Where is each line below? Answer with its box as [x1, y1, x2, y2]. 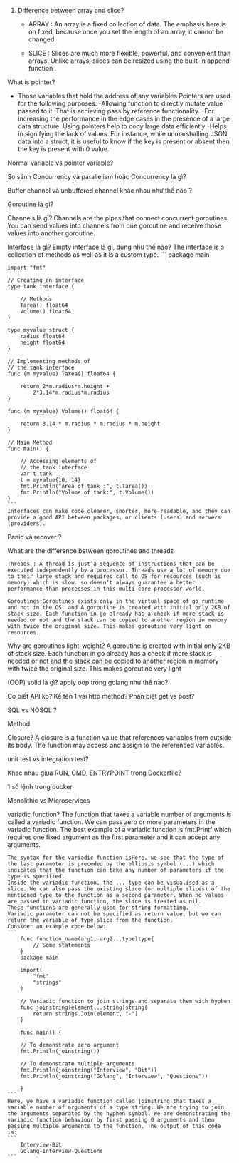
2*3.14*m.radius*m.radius [33, 389, 110, 396]
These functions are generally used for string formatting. [7, 904, 190, 911]
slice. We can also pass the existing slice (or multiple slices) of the [7, 885, 231, 893]
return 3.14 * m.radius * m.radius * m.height [20, 420, 161, 427]
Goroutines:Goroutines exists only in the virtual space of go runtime [7, 598, 224, 605]
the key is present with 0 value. [17, 145, 110, 153]
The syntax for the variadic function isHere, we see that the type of [7, 854, 224, 861]
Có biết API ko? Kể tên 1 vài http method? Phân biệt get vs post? [7, 692, 195, 700]
